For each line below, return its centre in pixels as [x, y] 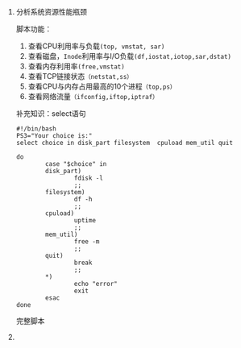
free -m [87, 242]
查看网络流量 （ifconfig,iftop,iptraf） [93, 96]
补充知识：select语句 [51, 114]
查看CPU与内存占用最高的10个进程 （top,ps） [102, 86]
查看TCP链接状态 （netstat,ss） [80, 76]
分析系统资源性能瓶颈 [51, 12]
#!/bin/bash [36, 129]
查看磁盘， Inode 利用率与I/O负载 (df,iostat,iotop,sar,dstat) [130, 56]
